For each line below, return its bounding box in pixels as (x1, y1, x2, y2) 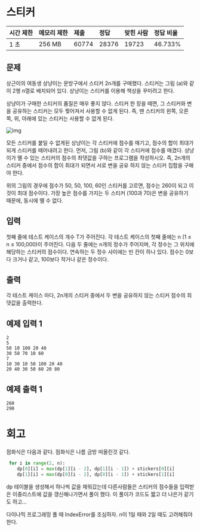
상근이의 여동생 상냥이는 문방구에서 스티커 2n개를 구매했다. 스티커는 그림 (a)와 (6, 79, 188, 87)
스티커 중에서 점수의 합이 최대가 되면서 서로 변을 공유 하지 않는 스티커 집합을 (6, 161, 183, 168)
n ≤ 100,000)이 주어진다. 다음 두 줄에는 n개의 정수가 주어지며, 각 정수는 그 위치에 (6, 240, 195, 248)
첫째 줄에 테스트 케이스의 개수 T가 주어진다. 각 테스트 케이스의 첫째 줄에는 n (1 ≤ (6, 233, 192, 240)
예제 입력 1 (6, 318, 43, 328)
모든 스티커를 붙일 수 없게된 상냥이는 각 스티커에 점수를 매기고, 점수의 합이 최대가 (6, 139, 194, 146)
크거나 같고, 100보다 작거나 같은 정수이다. (12, 255, 109, 263)
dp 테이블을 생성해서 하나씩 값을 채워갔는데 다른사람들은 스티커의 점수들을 (6, 483, 179, 490)
